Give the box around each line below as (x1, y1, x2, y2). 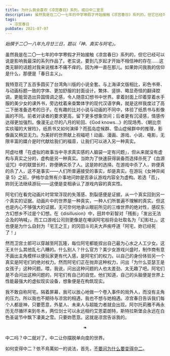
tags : (5, 17, 17, 22)
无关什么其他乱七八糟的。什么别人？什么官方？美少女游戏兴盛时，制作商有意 (5, 247, 165, 253)
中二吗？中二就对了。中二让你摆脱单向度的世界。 (5, 335, 107, 341)
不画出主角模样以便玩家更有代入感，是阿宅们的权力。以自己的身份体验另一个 (5, 253, 165, 259)
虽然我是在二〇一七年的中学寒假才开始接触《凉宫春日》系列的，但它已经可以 (5, 52, 165, 58)
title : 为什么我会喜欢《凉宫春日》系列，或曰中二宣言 (5, 7, 104, 13)
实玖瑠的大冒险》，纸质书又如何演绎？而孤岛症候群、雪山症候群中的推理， (5, 126, 158, 132)
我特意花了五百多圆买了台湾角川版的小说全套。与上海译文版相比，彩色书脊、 (5, 82, 165, 88)
